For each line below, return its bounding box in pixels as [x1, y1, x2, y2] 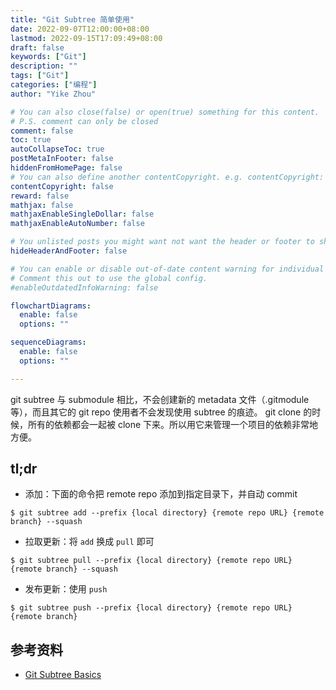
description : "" [10, 61, 78, 71]
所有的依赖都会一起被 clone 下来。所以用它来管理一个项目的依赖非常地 [27, 418, 319, 430]
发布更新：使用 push [24, 583, 108, 595]
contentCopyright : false [10, 181, 114, 191]
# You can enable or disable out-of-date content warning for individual [10, 264, 325, 274]
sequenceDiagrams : [10, 337, 87, 348]
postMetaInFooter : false [10, 154, 114, 164]
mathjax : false [10, 200, 74, 210]
